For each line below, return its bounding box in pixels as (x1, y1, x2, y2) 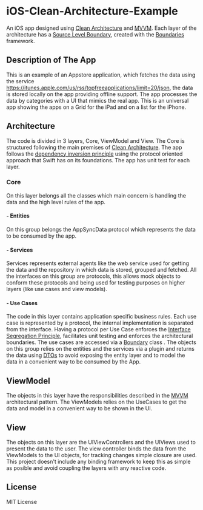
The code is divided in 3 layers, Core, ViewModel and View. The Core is (6, 137, 185, 144)
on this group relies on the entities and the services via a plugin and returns (6, 345, 195, 353)
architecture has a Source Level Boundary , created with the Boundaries (6, 30, 185, 38)
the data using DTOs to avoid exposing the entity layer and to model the (6, 351, 185, 359)
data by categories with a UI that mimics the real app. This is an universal (6, 97, 189, 104)
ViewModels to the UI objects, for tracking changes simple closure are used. (6, 452, 197, 459)
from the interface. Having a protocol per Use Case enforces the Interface (6, 326, 191, 333)
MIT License (6, 498, 38, 505)
